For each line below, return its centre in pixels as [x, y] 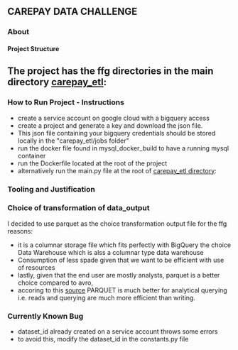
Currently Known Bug [45, 316]
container [32, 155]
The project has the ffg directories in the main [110, 71]
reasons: [20, 231]
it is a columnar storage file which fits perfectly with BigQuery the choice [124, 245]
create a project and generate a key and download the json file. [110, 125]
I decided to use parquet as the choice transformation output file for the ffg [117, 224]
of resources [36, 267]
